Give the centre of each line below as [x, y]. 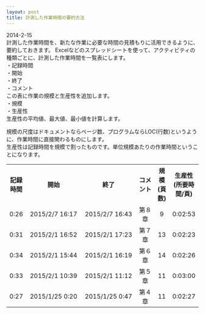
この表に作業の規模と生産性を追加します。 [59, 96]
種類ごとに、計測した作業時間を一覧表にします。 [68, 57]
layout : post [23, 12]
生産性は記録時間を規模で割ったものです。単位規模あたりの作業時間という [100, 146]
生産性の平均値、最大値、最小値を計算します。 [65, 118]
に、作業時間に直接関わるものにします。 [57, 139]
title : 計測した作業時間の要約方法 [45, 18]
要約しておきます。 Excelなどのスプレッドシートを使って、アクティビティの [101, 50]
